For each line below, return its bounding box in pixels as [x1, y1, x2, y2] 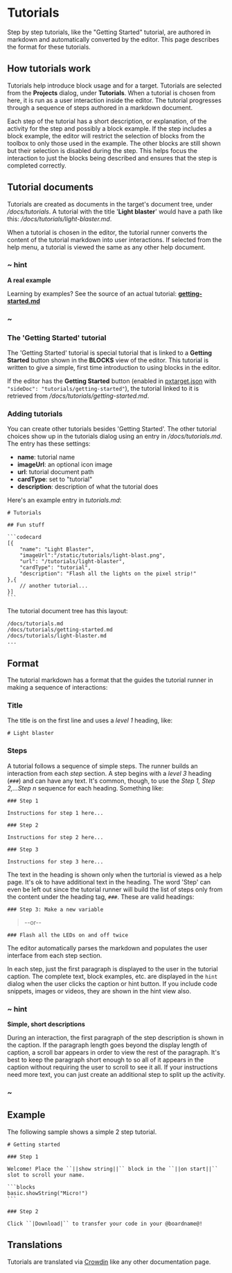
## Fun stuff [7, 521, 45, 529]
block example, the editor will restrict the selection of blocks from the [7, 131, 206, 140]
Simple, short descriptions [7, 1020, 85, 1028]
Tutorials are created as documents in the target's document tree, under [7, 200, 213, 208]
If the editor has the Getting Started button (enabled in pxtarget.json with [7, 377, 217, 385]
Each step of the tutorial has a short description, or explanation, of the [7, 117, 207, 125]
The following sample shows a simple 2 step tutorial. [7, 1128, 157, 1136]
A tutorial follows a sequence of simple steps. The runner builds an [7, 761, 198, 770]
